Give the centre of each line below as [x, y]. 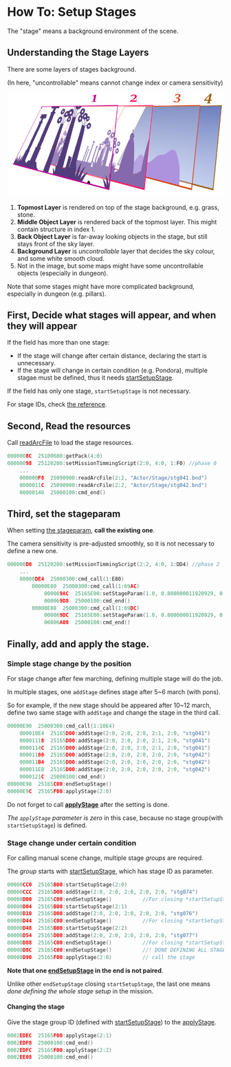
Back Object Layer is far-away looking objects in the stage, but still [112, 236]
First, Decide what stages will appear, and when [112, 315]
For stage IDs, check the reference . [57, 405]
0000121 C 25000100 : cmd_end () [63, 777]
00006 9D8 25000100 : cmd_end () [87, 601]
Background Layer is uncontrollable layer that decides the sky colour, [116, 251]
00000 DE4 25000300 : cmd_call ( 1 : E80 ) [72, 579]
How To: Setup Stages [71, 12]
